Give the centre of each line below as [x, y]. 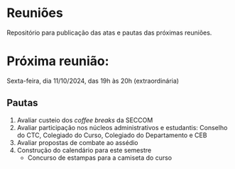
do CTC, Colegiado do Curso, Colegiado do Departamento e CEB [112, 135]
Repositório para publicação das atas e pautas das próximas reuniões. [109, 33]
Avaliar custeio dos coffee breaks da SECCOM [85, 120]
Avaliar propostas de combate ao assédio [78, 142]
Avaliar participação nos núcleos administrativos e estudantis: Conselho [122, 127]
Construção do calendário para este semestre [84, 150]
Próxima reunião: [58, 61]
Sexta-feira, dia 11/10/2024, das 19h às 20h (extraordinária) [93, 81]
